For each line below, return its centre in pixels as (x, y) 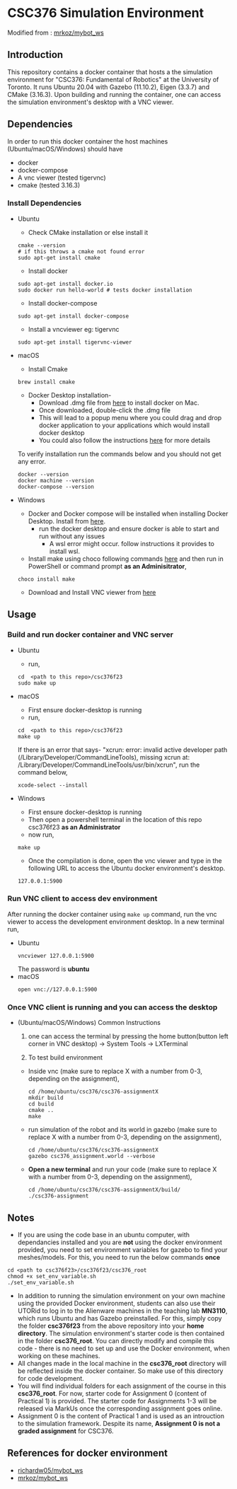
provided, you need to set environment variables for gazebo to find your (122, 1249)
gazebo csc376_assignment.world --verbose (92, 1157)
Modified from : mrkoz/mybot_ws (56, 33)
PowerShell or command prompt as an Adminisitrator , (108, 566)
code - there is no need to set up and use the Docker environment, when (123, 1348)
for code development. (51, 1378)
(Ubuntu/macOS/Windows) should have (65, 149)
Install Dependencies (45, 203)
